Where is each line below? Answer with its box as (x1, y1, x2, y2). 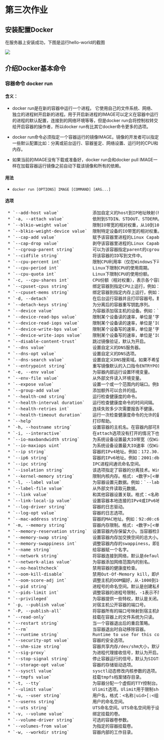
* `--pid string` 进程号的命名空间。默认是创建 (7, 584, 153, 589)
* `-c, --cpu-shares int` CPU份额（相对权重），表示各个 (7, 277, 154, 283)
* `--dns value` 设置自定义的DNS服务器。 (7, 345, 143, 350)
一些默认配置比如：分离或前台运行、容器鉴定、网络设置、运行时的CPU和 (12, 140, 159, 146)
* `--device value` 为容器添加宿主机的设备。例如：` (7, 308, 160, 314)
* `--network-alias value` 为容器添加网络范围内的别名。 (7, 559, 153, 565)
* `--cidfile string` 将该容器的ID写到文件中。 (7, 253, 145, 258)
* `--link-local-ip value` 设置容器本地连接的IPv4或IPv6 (7, 498, 156, 503)
